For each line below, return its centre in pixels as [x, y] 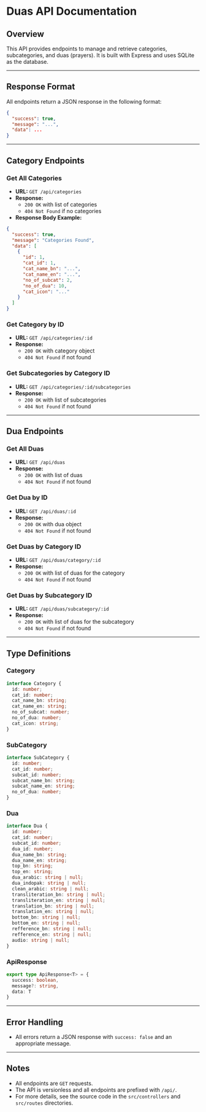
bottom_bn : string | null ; [46, 917]
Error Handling [35, 1022]
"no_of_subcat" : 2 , [47, 280]
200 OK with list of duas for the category [74, 573]
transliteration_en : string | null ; [59, 900]
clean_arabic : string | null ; [50, 888]
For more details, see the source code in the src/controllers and [98, 1096]
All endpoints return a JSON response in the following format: [84, 101]
